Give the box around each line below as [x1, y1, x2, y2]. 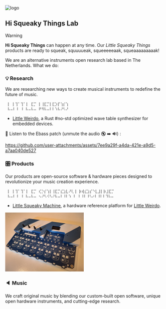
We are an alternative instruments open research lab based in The [5, 57, 141, 63]
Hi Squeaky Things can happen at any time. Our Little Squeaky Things [5, 42, 151, 48]
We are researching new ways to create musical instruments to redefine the [5, 86, 161, 92]
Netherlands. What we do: [5, 62, 59, 68]
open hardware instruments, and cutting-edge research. [5, 298, 121, 304]
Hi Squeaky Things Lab [5, 19, 79, 28]
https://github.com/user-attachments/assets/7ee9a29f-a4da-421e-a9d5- [5, 142, 156, 149]
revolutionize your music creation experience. [5, 179, 99, 185]
